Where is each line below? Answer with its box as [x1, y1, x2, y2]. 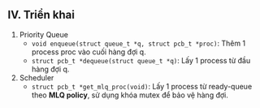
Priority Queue [19, 29, 68, 39]
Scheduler [19, 72, 54, 82]
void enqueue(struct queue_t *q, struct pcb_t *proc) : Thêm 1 [31, 38, 246, 48]
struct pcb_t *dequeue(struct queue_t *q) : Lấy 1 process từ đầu [31, 55, 251, 65]
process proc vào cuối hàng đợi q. [31, 46, 147, 57]
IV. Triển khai [7, 8, 75, 22]
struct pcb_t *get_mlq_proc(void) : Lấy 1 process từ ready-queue [31, 81, 253, 91]
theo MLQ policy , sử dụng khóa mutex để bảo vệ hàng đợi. [31, 90, 229, 100]
